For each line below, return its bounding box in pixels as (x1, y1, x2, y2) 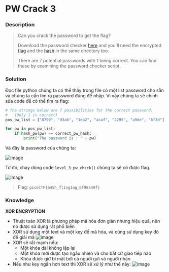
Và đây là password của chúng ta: (5, 145, 76, 151)
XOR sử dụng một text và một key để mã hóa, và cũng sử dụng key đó (12, 229, 159, 235)
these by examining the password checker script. (17, 63, 121, 69)
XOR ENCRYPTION (5, 208, 46, 214)
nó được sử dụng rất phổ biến (12, 223, 75, 229)
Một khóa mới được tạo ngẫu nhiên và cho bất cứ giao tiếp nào (20, 250, 151, 256)
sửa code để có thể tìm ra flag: (5, 98, 70, 104)
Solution (5, 75, 27, 83)
